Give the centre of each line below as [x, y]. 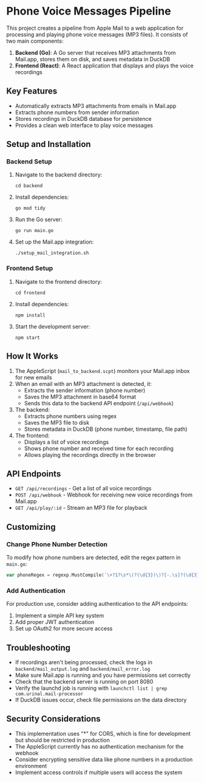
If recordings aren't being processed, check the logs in [84, 662]
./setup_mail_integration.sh [52, 253]
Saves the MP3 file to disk [57, 422]
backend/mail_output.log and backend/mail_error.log [83, 669]
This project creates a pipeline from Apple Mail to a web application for [95, 28]
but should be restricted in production [63, 740]
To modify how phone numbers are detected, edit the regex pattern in [93, 558]
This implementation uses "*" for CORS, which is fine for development [103, 733]
